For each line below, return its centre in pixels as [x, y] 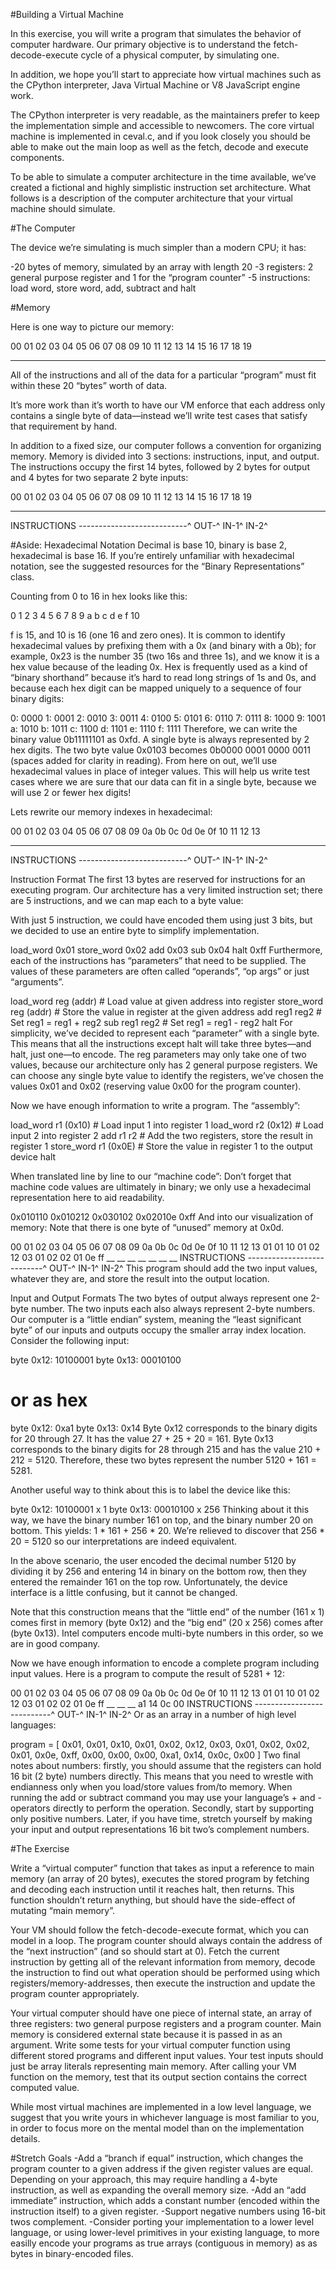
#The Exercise [40, 1848]
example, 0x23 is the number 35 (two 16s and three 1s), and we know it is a [165, 656]
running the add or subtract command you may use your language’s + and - [166, 1797]
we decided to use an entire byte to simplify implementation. [135, 930]
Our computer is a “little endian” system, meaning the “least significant [156, 1319]
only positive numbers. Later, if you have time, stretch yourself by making [161, 1818]
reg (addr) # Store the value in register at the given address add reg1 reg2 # [166, 1012]
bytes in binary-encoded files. [72, 2253]
